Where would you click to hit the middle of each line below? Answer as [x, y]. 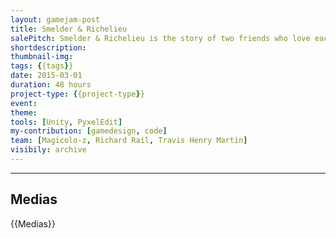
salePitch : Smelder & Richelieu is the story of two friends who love [160, 38]
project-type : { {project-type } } [77, 94]
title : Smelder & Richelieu [69, 29]
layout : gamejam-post [55, 19]
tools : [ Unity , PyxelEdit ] [66, 122]
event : [24, 103]
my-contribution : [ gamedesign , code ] [89, 131]
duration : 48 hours [51, 85]
